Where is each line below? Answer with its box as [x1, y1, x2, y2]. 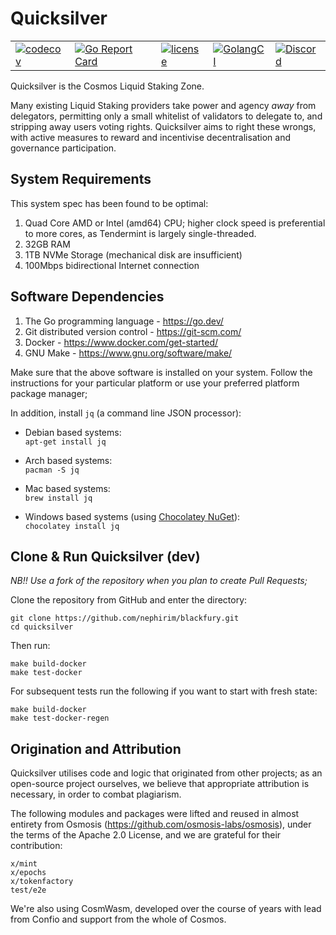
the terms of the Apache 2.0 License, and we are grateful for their [10, 829, 282, 841]
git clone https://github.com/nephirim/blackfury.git [10, 613, 240, 624]
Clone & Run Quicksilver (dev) [10, 548, 201, 565]
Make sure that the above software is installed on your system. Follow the [10, 366, 313, 378]
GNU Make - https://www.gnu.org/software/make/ [24, 347, 233, 359]
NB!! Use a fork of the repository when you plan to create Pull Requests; [10, 575, 308, 587]
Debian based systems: [24, 426, 122, 438]
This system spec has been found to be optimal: [10, 197, 209, 209]
